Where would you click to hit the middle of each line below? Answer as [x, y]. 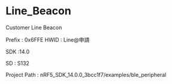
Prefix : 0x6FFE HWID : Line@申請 [48, 39]
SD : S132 [17, 63]
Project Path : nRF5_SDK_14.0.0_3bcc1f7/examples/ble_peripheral [86, 74]
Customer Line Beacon [34, 27]
